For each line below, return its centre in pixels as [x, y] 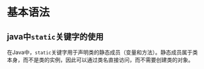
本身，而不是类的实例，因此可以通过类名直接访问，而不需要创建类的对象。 [100, 60]
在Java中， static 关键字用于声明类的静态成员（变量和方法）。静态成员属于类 [103, 52]
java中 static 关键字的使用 [55, 37]
